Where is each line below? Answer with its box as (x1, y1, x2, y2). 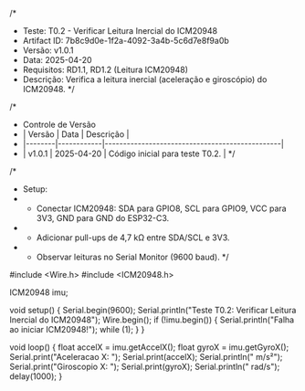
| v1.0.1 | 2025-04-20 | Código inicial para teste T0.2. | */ (22, 148, 236, 159)
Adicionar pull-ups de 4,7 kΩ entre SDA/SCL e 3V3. (36, 232, 230, 243)
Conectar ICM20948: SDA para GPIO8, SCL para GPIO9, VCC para (36, 203, 287, 214)
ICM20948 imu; (9, 287, 68, 298)
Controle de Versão (22, 119, 96, 130)
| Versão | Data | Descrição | (22, 129, 130, 140)
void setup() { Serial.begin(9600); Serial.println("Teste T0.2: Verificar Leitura (9, 305, 297, 315)
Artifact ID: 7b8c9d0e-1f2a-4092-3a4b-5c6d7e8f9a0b (22, 36, 230, 46)
